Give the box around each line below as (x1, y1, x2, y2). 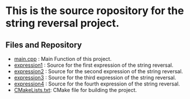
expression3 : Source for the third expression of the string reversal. (13, 74, 177, 81)
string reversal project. (5, 16, 120, 30)
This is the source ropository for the (5, 4, 184, 18)
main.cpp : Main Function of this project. (13, 56, 112, 62)
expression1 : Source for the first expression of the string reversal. (13, 62, 174, 69)
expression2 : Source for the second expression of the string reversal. (13, 68, 183, 74)
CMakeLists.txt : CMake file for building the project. (13, 87, 137, 93)
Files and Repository (5, 40, 82, 50)
